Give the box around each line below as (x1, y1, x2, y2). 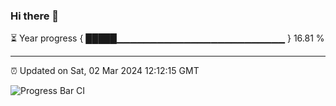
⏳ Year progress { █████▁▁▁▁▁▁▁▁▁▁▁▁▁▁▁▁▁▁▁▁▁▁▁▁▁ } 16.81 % (10, 32, 325, 44)
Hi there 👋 (10, 9, 60, 23)
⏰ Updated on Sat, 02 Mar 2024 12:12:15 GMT (10, 65, 200, 77)
